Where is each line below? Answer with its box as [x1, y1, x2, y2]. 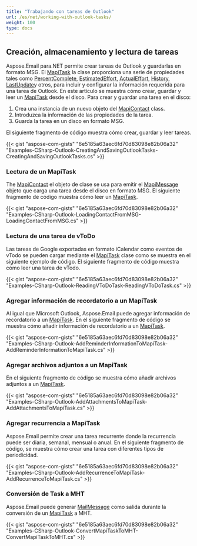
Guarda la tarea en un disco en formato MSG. [14, 118, 125, 125]
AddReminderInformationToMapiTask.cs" [6, 346, 106, 353]
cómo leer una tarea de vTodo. [6, 264, 81, 271]
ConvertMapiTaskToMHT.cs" [6, 533, 76, 540]
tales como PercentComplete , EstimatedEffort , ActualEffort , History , [6, 75, 171, 82]
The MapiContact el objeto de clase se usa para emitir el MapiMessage [6, 181, 178, 188]
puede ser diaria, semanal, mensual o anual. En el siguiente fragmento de [6, 439, 184, 446]
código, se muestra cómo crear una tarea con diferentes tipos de [6, 445, 163, 452]
